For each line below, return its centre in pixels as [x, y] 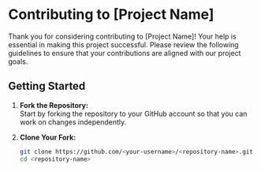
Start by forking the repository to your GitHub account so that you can [133, 113]
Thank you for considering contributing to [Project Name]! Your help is [122, 36]
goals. [18, 61]
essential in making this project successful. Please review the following [123, 44]
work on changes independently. [73, 122]
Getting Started [47, 86]
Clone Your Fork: [48, 137]
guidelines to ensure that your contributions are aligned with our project [125, 53]
